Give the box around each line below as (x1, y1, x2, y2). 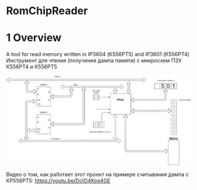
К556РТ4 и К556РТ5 (6, 63, 57, 70)
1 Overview (6, 31, 62, 45)
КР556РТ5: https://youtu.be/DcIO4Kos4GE (6, 177, 111, 184)
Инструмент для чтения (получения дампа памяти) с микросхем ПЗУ (6, 57, 182, 64)
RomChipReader (6, 4, 88, 18)
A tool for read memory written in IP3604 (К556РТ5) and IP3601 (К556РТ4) (6, 51, 190, 58)
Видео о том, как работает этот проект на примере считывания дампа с (6, 171, 189, 178)
